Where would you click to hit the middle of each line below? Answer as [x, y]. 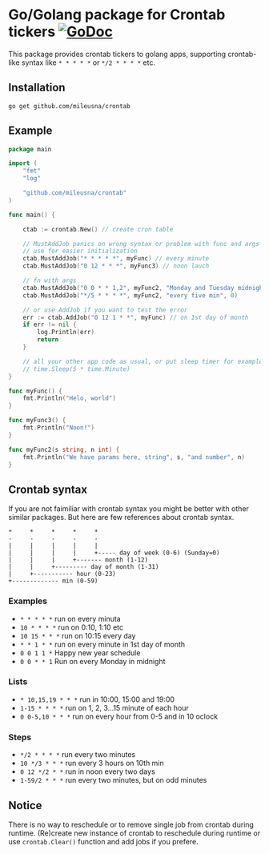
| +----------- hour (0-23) [62, 574]
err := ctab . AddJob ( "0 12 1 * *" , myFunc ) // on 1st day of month [136, 317]
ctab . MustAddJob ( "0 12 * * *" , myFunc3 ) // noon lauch [116, 266]
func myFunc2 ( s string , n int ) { [64, 449]
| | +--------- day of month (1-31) [84, 567]
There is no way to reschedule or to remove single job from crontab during [131, 824]
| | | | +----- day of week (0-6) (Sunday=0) [114, 553]
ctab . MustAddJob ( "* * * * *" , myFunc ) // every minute [116, 259]
